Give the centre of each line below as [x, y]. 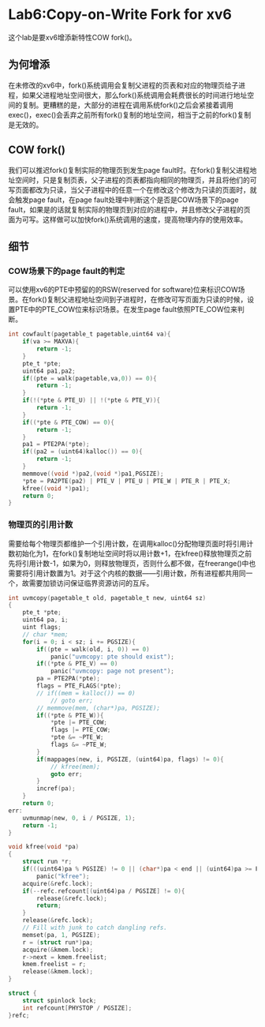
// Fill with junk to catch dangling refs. [95, 928]
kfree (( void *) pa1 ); [56, 488]
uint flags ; [42, 628]
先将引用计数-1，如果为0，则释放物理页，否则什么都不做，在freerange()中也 [132, 563]
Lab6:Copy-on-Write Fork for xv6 [120, 15]
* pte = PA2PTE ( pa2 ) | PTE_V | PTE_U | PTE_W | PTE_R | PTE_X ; [127, 481]
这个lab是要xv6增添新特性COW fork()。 [72, 37]
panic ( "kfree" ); [63, 876]
